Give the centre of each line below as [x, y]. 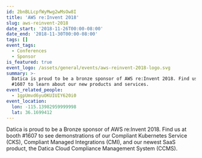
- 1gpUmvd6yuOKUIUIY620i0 [44, 96]
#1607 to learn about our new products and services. [80, 85]
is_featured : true [29, 62]
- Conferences [29, 51]
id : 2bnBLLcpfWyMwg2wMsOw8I [41, 12]
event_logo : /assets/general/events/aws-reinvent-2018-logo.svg [88, 68]
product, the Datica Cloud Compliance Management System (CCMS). [92, 148]
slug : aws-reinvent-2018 [37, 23]
